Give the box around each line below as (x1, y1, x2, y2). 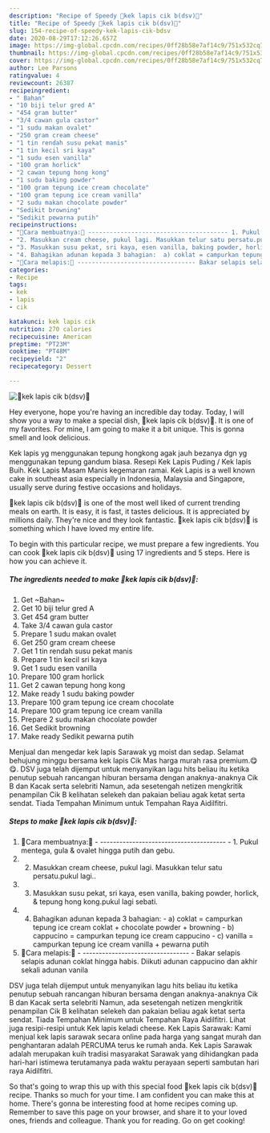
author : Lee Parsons (9, 64, 79, 72)
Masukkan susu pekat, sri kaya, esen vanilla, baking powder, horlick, (32, 888, 260, 898)
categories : (9, 266, 49, 274)
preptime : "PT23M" (9, 340, 71, 348)
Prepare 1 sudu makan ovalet (20, 628, 117, 639)
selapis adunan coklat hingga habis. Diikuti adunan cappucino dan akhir (20, 956, 258, 966)
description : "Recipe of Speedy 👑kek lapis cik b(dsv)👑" (9, 11, 204, 20)
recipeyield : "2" (9, 355, 67, 363)
